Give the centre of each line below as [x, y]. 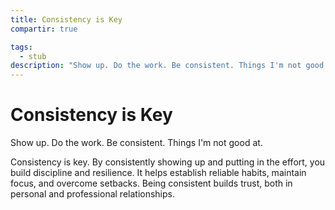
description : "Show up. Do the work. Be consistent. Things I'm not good [167, 66]
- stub [33, 56]
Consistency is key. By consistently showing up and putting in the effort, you [168, 162]
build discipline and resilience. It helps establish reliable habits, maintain [158, 173]
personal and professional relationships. [92, 194]
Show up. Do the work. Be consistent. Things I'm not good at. [136, 143]
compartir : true [44, 29]
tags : [21, 47]
